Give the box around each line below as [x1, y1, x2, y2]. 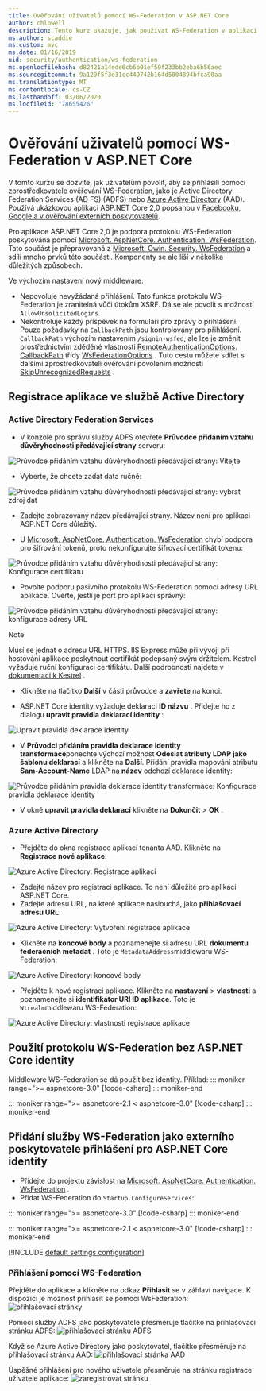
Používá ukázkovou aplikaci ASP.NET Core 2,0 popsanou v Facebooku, [8, 203, 241, 213]
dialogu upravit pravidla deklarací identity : [19, 709, 164, 719]
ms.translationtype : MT [8, 78, 87, 86]
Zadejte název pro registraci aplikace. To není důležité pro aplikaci [19, 883, 237, 892]
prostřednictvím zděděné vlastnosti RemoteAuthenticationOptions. [19, 342, 237, 352]
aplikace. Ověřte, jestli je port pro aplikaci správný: [19, 590, 186, 600]
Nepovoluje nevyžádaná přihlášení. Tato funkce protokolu [19, 292, 209, 301]
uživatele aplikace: [8, 1374, 70, 1383]
